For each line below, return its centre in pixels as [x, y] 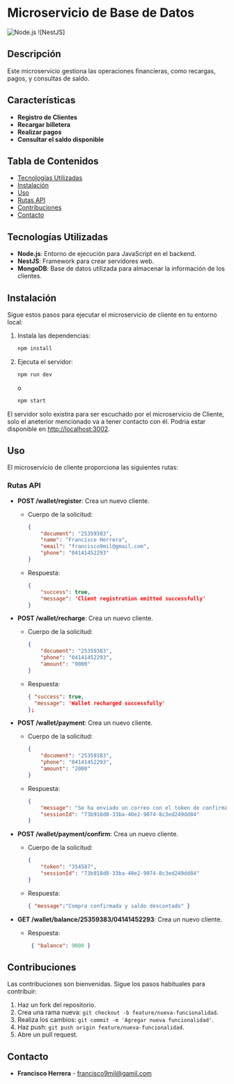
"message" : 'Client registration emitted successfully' [123, 599]
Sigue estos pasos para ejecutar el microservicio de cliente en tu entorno [112, 315]
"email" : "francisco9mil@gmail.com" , [95, 547]
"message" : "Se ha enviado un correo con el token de [120, 808]
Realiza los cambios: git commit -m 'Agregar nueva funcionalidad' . [116, 1020]
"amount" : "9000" [65, 664]
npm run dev [34, 375]
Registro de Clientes [47, 117]
